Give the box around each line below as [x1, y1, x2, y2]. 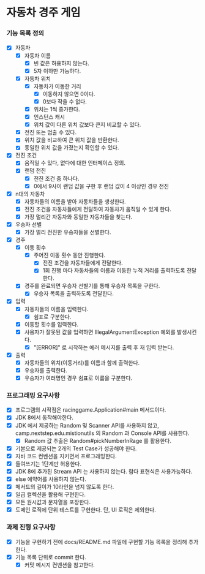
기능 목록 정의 [6, 29, 45, 37]
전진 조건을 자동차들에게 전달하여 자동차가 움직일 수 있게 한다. [24, 205, 171, 213]
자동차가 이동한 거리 [33, 82, 81, 89]
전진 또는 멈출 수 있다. [24, 129, 77, 136]
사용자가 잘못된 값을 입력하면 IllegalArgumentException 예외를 [24, 328, 176, 336]
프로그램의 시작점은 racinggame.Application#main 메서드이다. [15, 406, 166, 414]
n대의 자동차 [15, 190, 45, 197]
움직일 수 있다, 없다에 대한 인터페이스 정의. [24, 159, 126, 167]
